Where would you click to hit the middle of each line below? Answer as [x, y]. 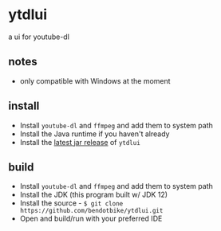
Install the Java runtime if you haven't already [95, 134]
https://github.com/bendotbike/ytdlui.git [91, 211]
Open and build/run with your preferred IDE [91, 219]
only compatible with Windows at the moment [95, 80]
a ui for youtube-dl [39, 37]
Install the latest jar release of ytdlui [80, 142]
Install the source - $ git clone [71, 203]
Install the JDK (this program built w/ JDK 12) [94, 195]
